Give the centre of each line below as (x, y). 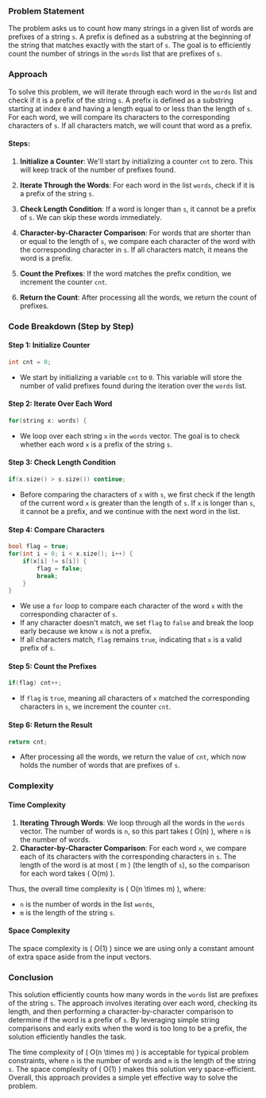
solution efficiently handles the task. (67, 1037)
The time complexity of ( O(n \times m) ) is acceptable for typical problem (128, 1052)
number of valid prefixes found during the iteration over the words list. (133, 385)
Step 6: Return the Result (50, 725)
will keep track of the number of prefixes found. (98, 169)
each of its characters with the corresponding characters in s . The (128, 856)
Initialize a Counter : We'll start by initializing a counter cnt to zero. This (136, 161)
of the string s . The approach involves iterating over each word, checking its (133, 1003)
